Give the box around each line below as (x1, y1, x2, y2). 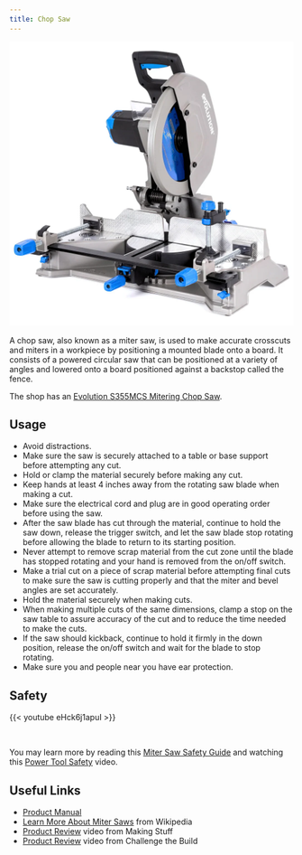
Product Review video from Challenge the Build (22, 836, 198, 847)
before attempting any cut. (22, 460, 122, 471)
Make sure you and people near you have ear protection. (22, 662, 233, 672)
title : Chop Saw (9, 14, 70, 23)
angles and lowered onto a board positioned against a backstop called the (9, 363, 284, 374)
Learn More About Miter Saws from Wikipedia (22, 816, 193, 827)
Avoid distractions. (22, 441, 92, 452)
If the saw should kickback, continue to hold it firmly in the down (22, 633, 263, 644)
